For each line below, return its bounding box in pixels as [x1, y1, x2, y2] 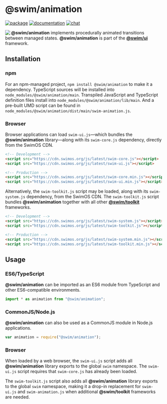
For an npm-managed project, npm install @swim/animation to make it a [5, 81, 153, 87]
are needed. [5, 394, 30, 400]
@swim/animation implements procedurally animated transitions [11, 29, 145, 35]
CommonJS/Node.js [5, 308, 56, 315]
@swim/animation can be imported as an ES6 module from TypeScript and [5, 282, 160, 288]
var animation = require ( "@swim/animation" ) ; [5, 335, 101, 340]
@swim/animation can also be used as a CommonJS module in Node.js [5, 320, 153, 326]
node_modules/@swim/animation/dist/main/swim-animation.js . [5, 107, 131, 113]
